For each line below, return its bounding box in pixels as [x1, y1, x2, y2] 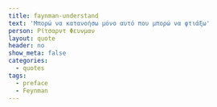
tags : [8, 72, 27, 80]
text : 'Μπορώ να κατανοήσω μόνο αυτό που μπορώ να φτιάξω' [8, 19, 211, 27]
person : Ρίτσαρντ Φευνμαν [8, 27, 95, 35]
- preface [15, 79, 48, 87]
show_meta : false [8, 49, 67, 57]
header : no [8, 42, 45, 50]
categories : [8, 57, 48, 65]
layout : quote [8, 34, 56, 43]
